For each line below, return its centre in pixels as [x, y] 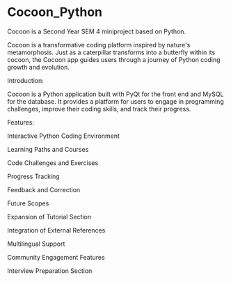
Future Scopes [28, 203]
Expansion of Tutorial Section [49, 217]
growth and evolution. [38, 67]
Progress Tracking [34, 176]
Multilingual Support [36, 244]
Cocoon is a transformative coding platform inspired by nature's [99, 45]
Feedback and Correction [44, 189]
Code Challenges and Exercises [53, 163]
